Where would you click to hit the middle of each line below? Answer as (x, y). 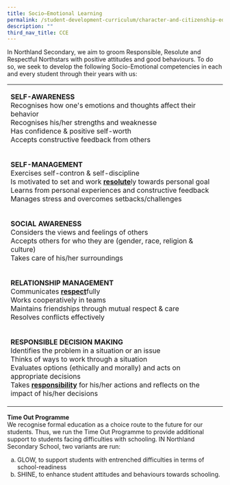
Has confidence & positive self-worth (71, 131)
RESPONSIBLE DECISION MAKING (67, 342)
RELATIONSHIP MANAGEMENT (62, 283)
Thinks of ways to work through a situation (79, 359)
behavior (25, 114)
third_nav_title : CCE (38, 33)
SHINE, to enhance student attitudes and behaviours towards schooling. (118, 475)
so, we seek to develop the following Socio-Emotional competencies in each (115, 67)
